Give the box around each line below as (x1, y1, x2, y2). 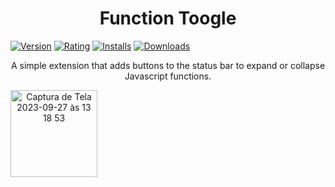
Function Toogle (99, 7, 237, 30)
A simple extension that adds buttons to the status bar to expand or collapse (10, 59, 326, 71)
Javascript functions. (124, 70, 212, 82)
